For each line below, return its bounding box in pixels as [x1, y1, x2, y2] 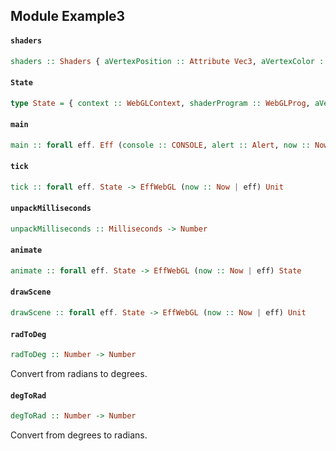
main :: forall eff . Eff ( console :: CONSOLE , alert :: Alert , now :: [10, 140, 311, 150]
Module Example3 [10, 8, 126, 25]
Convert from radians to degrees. [10, 368, 148, 380]
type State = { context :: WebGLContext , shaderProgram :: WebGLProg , [10, 98, 311, 108]
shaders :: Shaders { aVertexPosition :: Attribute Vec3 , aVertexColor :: [10, 56, 329, 66]
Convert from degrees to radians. [10, 429, 148, 441]
